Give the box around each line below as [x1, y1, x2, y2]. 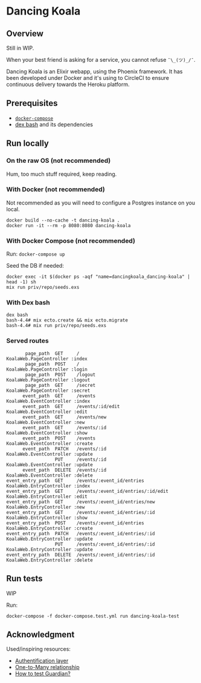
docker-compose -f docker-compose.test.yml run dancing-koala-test [6, 613, 180, 619]
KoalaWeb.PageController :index [6, 355, 88, 361]
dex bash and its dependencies [14, 120, 94, 128]
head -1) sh [6, 279, 36, 285]
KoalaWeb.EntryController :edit [6, 493, 88, 500]
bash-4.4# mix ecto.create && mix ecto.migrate [6, 317, 129, 323]
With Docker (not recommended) [6, 185, 106, 194]
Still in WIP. [6, 44, 34, 51]
